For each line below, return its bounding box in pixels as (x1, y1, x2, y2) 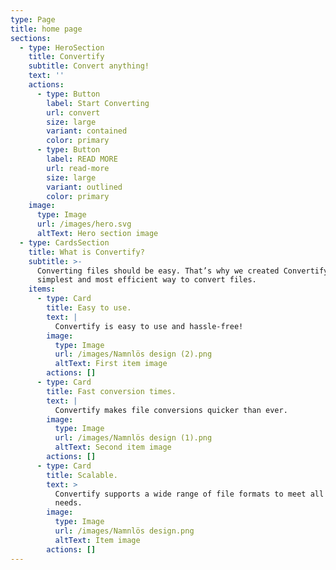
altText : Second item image (54, 442, 172, 453)
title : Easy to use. (46, 303, 132, 313)
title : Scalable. (46, 470, 118, 480)
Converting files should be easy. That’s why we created (36, 266, 280, 276)
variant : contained (46, 126, 128, 136)
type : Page (10, 14, 56, 25)
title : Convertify (28, 52, 105, 62)
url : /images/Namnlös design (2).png (54, 349, 213, 360)
